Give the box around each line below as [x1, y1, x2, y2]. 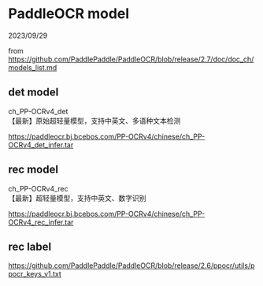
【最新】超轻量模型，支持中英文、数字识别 [8, 193, 146, 202]
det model [8, 86, 59, 99]
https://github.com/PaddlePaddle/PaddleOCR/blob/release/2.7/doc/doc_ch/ [8, 54, 254, 64]
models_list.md [8, 62, 57, 72]
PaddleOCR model [8, 5, 130, 23]
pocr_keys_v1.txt [8, 269, 61, 279]
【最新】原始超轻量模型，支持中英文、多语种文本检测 [8, 116, 181, 125]
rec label [8, 240, 52, 253]
